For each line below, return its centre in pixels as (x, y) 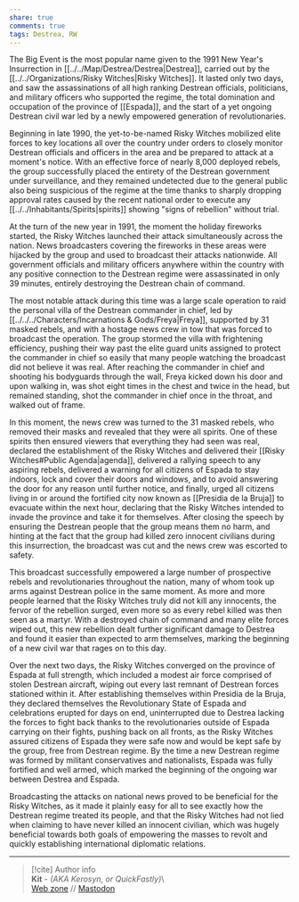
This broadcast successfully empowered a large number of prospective (140, 573)
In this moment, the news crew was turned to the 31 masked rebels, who (142, 422)
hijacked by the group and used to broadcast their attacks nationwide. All (143, 255)
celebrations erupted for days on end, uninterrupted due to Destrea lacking (147, 713)
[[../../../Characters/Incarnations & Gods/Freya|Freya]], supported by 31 (139, 320)
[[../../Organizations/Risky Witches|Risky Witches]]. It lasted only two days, (146, 79)
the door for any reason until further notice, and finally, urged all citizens (141, 489)
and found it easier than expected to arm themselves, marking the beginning (149, 639)
